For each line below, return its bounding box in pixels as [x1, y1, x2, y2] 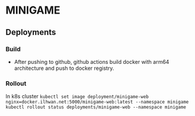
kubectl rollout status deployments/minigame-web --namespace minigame [5, 104, 186, 110]
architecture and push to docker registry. [14, 65, 114, 72]
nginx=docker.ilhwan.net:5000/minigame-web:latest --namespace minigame [5, 99, 189, 105]
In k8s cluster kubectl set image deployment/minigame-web [5, 93, 149, 100]
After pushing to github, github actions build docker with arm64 [14, 58, 170, 65]
